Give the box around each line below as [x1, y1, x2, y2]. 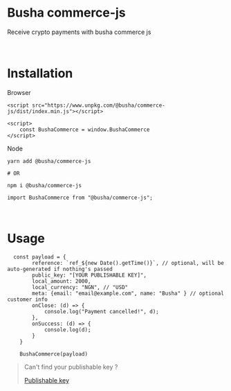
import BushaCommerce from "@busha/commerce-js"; [7, 194, 154, 201]
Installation [7, 66, 73, 81]
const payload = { [13, 253, 67, 261]
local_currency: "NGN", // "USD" [32, 284, 129, 290]
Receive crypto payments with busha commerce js [7, 28, 151, 36]
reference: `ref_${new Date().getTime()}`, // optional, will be [32, 259, 225, 266]
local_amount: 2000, [32, 277, 91, 285]
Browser [7, 88, 31, 96]
